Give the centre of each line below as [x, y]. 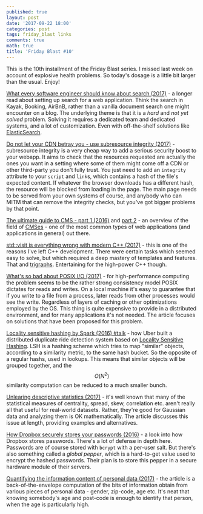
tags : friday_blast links [39, 35]
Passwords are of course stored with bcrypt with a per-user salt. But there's [101, 448]
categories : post [28, 29]
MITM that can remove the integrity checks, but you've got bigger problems [101, 202]
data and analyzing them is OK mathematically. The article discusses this [97, 416]
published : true [27, 12]
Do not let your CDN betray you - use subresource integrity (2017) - [91, 144]
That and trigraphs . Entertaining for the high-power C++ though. [87, 264]
